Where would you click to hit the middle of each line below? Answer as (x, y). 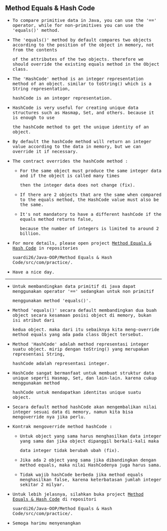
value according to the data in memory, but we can (77, 146)
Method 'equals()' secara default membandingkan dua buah (84, 310)
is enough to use (33, 117)
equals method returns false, (56, 219)
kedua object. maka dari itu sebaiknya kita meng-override (86, 329)
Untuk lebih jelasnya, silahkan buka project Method (78, 494)
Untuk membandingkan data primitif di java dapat (74, 286)
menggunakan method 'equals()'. (52, 301)
